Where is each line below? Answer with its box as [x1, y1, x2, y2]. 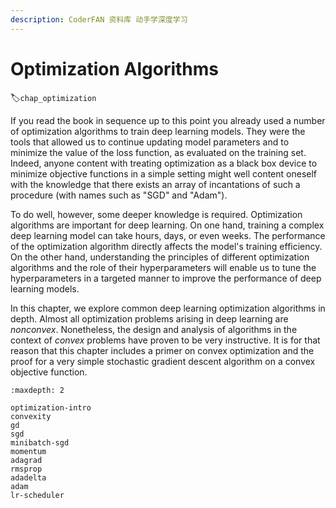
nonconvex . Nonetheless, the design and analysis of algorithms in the [10, 323, 298, 335]
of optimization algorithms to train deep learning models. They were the [10, 125, 306, 137]
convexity [10, 411, 52, 421]
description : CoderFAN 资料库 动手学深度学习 [10, 14, 188, 25]
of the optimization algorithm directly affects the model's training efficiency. [10, 240, 323, 252]
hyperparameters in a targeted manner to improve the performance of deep [10, 272, 322, 284]
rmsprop [10, 464, 43, 474]
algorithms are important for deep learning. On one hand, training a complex [10, 219, 325, 231]
